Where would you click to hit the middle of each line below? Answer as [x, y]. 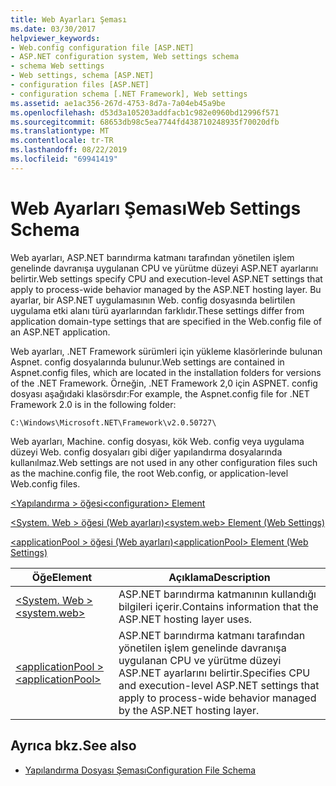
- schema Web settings [57, 66]
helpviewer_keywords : [55, 38]
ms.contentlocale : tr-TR [62, 141]
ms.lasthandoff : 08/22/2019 [69, 150]
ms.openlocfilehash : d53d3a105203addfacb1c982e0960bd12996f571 [145, 112]
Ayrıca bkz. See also [73, 746]
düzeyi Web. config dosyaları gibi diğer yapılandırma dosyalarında [146, 452]
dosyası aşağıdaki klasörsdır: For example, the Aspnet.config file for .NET [160, 393]
